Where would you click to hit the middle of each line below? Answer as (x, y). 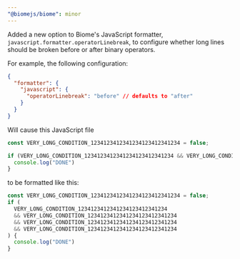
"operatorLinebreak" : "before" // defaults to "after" (110, 96)
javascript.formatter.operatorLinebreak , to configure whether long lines (116, 42)
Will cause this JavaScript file (51, 130)
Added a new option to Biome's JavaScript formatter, (85, 34)
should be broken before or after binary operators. (81, 49)
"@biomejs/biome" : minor (44, 14)
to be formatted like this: (43, 183)
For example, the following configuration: (68, 63)
